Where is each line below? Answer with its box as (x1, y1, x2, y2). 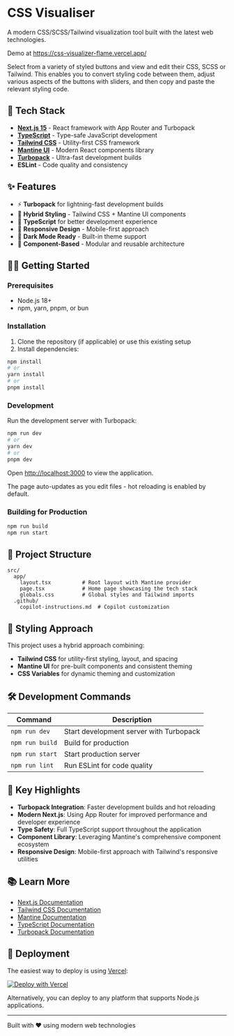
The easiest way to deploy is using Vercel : (7, 966, 129, 975)
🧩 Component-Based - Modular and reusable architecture (17, 239, 185, 248)
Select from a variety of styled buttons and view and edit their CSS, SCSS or (7, 62, 226, 71)
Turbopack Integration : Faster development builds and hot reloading (17, 803, 216, 811)
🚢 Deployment (7, 948, 70, 960)
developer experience (17, 817, 81, 826)
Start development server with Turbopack (63, 727, 201, 737)
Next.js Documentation (17, 898, 84, 906)
